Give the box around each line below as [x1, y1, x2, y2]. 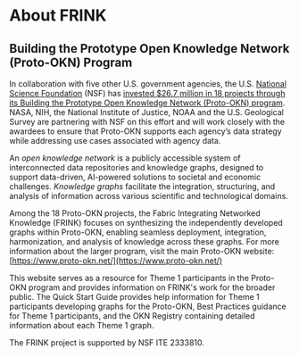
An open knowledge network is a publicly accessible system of [9, 153, 241, 163]
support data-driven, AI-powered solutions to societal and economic [9, 171, 262, 182]
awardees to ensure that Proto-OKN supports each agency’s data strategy [9, 126, 283, 137]
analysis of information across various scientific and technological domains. [9, 191, 288, 201]
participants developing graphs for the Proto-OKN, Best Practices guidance [9, 301, 287, 311]
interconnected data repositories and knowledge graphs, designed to [9, 162, 264, 172]
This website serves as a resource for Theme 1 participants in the [9, 273, 250, 283]
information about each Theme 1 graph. [9, 320, 154, 330]
